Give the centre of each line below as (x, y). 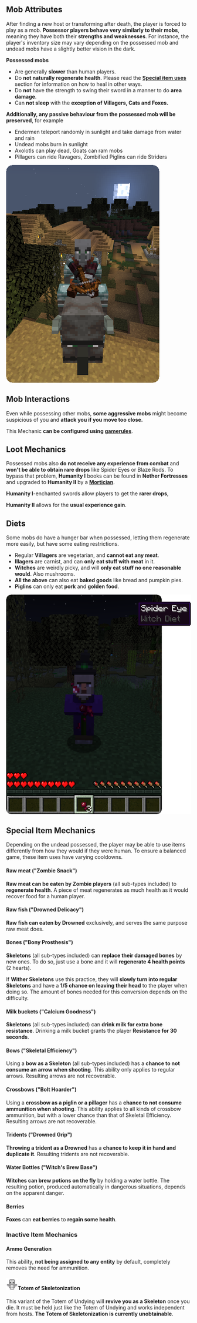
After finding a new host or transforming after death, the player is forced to (96, 23)
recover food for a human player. (46, 896)
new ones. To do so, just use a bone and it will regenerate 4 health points (96, 962)
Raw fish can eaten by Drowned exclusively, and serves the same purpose (97, 922)
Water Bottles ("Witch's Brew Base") (52, 1167)
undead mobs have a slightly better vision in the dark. (71, 49)
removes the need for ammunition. (48, 1268)
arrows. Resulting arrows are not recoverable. (61, 1076)
